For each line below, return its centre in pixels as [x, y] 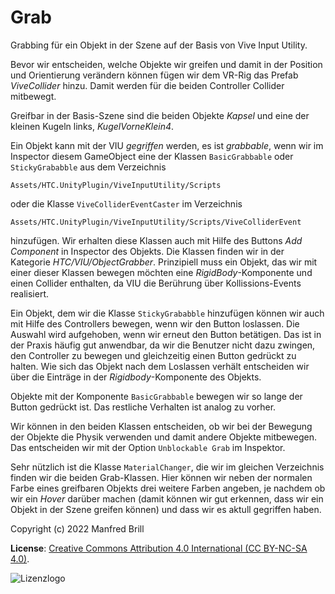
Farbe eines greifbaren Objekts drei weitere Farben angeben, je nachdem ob [168, 488]
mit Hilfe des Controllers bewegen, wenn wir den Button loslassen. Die [155, 323]
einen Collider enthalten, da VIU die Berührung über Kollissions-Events [156, 283]
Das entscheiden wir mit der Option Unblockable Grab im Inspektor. [148, 447]
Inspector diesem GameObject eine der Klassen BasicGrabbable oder [152, 156]
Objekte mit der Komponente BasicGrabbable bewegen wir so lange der [156, 396]
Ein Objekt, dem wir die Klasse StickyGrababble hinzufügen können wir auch [167, 313]
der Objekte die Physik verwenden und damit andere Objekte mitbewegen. [163, 437]
